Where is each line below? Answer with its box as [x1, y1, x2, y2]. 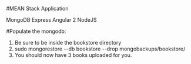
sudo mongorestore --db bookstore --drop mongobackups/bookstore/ [14, 45, 186, 52]
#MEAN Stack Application [6, 5, 69, 12]
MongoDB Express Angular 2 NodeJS [6, 16, 97, 23]
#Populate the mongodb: [6, 28, 66, 35]
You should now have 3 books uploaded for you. [14, 52, 132, 58]
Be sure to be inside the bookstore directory [14, 39, 122, 46]
